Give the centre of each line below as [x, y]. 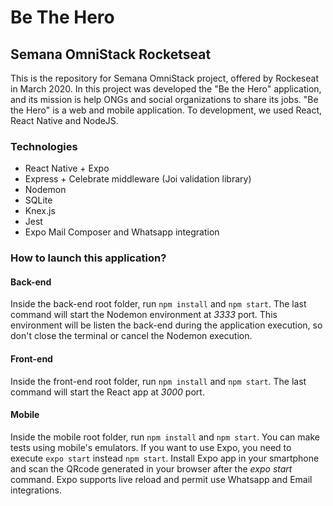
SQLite [38, 200]
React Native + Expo [67, 168]
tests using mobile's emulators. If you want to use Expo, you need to [151, 447]
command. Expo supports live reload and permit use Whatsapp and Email [161, 479]
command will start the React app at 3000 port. [107, 392]
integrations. [36, 490]
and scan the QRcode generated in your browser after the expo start [151, 468]
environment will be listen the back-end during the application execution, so [166, 325]
